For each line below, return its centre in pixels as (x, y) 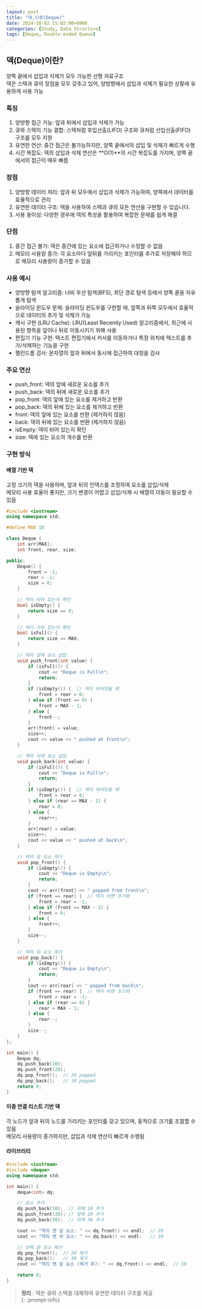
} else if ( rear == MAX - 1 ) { (67, 801)
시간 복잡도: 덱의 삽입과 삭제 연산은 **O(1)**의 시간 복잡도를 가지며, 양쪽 (101, 153)
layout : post (23, 12)
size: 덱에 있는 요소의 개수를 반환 (54, 437)
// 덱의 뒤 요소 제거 (40, 952)
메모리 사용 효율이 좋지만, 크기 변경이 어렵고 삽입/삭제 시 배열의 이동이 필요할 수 (99, 492)
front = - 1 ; (43, 572)
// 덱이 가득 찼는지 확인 (44, 627)
